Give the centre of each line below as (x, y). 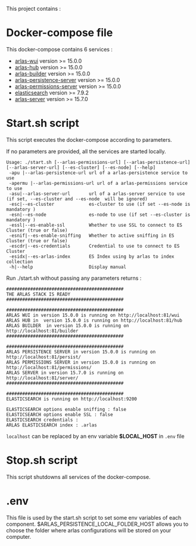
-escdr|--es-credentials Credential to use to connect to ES (94, 246)
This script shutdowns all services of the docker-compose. (78, 477)
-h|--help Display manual (68, 267)
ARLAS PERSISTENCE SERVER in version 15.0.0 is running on (81, 352)
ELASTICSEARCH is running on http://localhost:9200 (71, 399)
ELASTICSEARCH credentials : (42, 420)
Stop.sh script (42, 460)
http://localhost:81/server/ (42, 378)
